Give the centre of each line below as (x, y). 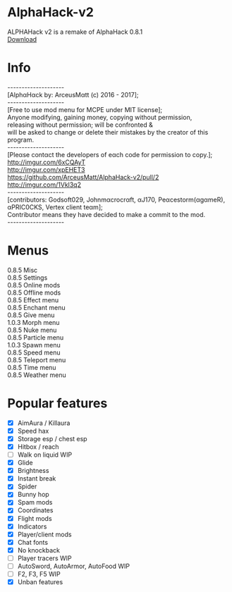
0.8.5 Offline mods (34, 292)
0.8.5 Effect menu (33, 300)
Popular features (57, 403)
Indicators (32, 526)
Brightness (33, 471)
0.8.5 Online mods (34, 285)
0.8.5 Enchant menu (36, 307)
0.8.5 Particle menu (36, 337)
